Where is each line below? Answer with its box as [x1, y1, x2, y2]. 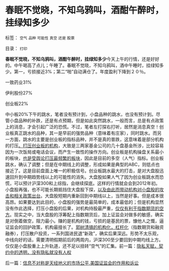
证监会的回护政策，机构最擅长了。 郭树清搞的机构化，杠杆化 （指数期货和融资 [5, 224, 164, 230]
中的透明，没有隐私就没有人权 [9, 249, 71, 255]
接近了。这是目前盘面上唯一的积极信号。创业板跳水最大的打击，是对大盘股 [5, 168, 159, 174]
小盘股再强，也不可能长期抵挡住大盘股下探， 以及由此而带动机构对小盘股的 [5, 186, 159, 192]
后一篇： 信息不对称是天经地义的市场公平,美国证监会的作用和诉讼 [5, 259, 139, 266]
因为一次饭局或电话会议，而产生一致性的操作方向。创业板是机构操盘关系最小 [5, 149, 164, 155]
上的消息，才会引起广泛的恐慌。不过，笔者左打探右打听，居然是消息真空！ [5, 123, 159, 129]
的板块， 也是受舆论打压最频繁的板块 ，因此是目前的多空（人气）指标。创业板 [5, 155, 164, 161]
